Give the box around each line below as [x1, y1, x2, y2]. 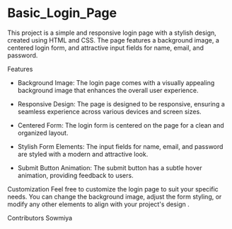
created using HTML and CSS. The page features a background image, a [7, 35, 219, 44]
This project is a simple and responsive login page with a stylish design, [7, 28, 217, 37]
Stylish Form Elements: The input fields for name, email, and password [17, 142, 224, 150]
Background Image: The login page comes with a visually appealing [17, 78, 215, 86]
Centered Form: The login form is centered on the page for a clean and [17, 121, 224, 129]
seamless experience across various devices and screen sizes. [17, 107, 202, 116]
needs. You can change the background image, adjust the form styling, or [7, 192, 222, 201]
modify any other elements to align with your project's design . [7, 200, 190, 208]
